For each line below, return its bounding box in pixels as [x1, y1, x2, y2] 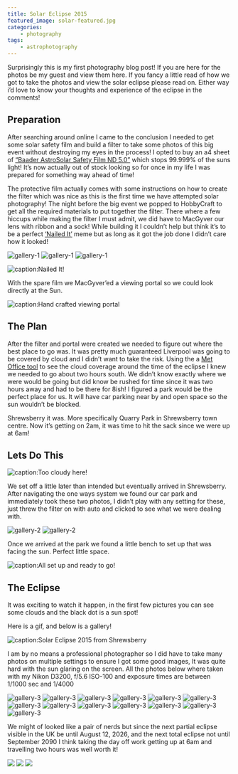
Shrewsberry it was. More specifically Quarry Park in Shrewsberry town [7, 413, 218, 422]
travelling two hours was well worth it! [7, 745, 119, 754]
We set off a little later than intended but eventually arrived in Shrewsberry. [7, 482, 227, 491]
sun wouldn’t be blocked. [7, 400, 82, 408]
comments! [7, 93, 40, 102]
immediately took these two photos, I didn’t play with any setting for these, [7, 497, 226, 506]
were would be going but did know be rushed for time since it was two [7, 377, 213, 386]
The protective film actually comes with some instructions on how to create [7, 184, 228, 193]
